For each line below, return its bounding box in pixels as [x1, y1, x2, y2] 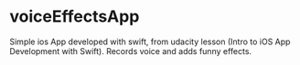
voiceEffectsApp [9, 6, 140, 27]
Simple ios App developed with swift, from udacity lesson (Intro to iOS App [9, 36, 291, 47]
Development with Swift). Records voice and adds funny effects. [9, 45, 252, 56]
